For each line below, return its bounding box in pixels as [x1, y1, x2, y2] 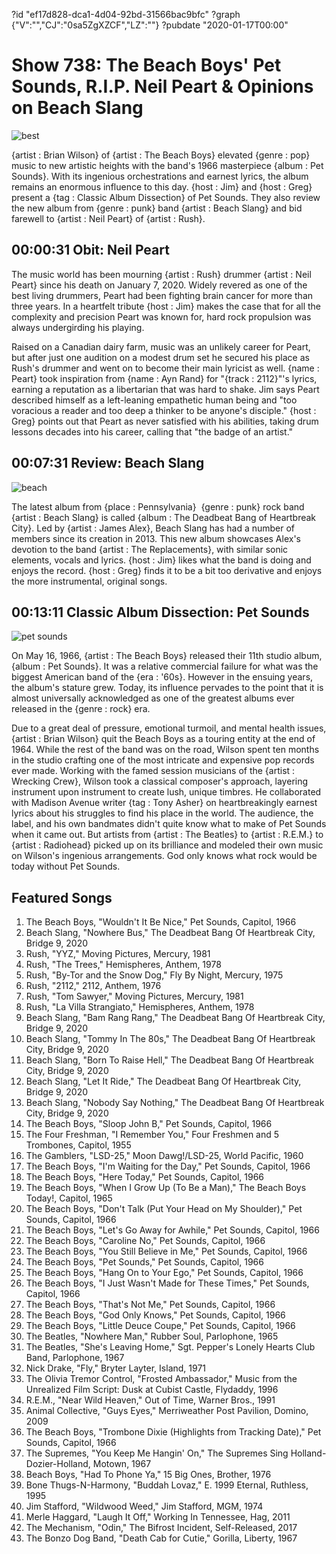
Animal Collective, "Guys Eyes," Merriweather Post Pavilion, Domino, [25, 1405, 309, 1417]
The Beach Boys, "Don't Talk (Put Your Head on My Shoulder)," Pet [25, 1203, 303, 1215]
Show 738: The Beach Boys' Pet [11, 54, 282, 77]
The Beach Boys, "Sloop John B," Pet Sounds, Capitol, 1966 [25, 1118, 273, 1130]
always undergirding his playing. [11, 321, 145, 333]
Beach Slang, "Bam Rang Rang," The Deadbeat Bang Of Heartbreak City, [25, 1012, 326, 1024]
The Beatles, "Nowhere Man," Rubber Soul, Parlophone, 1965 [25, 1330, 279, 1343]
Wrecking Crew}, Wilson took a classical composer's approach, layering [11, 775, 309, 788]
